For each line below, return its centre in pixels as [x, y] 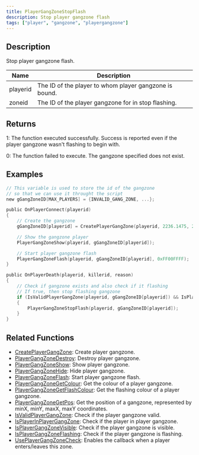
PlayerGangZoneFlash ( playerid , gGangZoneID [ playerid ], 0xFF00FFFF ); [103, 259]
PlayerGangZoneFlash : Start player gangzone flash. [78, 377]
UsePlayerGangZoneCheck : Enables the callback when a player [92, 440]
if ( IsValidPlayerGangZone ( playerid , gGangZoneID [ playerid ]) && [98, 297]
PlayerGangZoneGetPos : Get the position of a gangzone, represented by [103, 402]
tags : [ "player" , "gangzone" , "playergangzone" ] [67, 23]
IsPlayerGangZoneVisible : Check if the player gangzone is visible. [94, 427]
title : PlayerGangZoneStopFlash [46, 12]
